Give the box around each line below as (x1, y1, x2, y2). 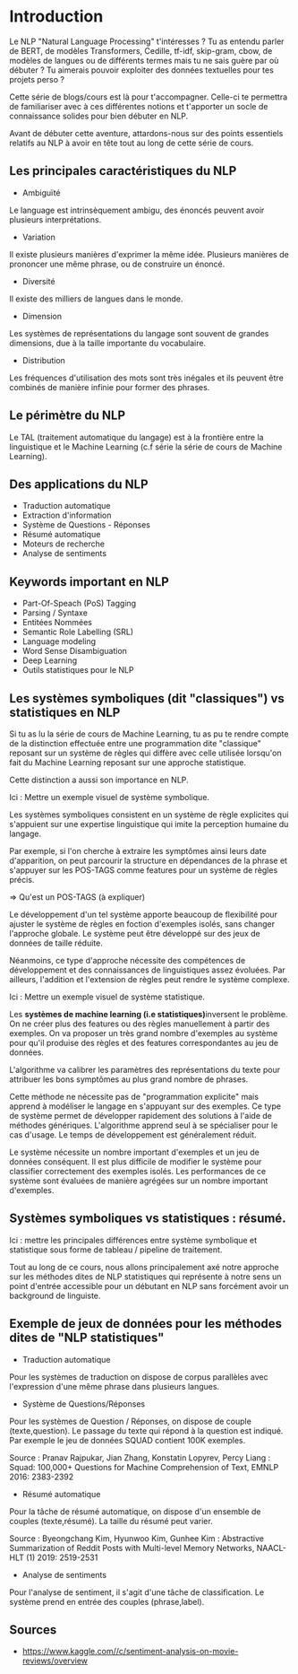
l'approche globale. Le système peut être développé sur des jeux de (9, 929, 261, 938)
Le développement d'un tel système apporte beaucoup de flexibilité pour (9, 909, 277, 920)
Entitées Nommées (21, 617, 92, 628)
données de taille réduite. (9, 937, 103, 948)
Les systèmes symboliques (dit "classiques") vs (9, 691, 285, 706)
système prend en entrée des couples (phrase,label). (9, 1596, 205, 1607)
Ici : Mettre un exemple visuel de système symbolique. (9, 792, 210, 802)
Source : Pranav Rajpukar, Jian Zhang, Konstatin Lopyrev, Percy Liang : (9, 1452, 271, 1463)
